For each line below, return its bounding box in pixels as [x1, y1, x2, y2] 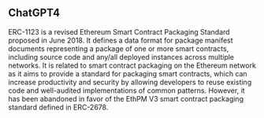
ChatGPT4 [8, 6, 61, 20]
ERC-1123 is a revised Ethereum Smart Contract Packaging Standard [8, 27, 230, 36]
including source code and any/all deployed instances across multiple [8, 52, 235, 61]
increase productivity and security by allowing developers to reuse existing [8, 77, 252, 87]
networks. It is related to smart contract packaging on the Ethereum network [8, 61, 256, 70]
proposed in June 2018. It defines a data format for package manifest [8, 35, 234, 45]
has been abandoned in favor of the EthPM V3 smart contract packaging [8, 94, 244, 103]
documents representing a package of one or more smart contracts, [8, 43, 229, 53]
